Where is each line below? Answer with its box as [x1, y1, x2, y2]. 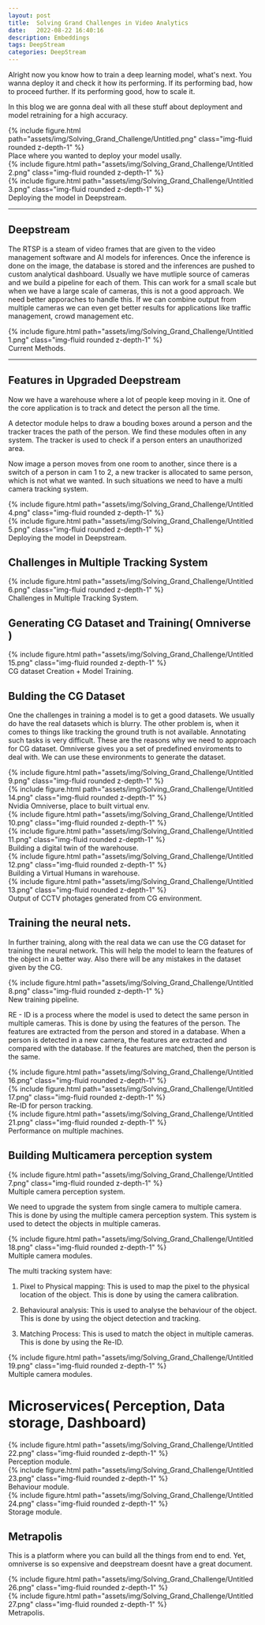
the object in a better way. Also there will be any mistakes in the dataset [8, 954, 241, 964]
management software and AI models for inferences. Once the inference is [8, 252, 251, 261]
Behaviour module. [8, 1482, 69, 1491]
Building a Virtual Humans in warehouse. [8, 868, 140, 878]
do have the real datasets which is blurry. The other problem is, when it [8, 719, 239, 728]
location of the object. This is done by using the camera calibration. [19, 1289, 239, 1300]
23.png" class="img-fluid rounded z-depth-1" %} [8, 1473, 168, 1483]
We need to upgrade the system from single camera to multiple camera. [8, 1202, 242, 1211]
